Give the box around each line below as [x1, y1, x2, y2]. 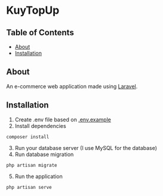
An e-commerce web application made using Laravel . [6, 82, 138, 90]
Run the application [14, 173, 63, 180]
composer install [6, 134, 50, 140]
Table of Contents [6, 27, 75, 38]
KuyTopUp [6, 4, 60, 17]
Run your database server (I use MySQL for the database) [14, 144, 157, 151]
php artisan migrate [6, 162, 58, 168]
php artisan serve [6, 184, 52, 190]
